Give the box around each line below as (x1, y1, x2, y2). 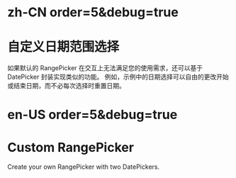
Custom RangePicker (7, 139, 135, 155)
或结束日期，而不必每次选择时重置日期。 (7, 82, 125, 90)
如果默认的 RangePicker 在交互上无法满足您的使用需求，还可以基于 (7, 64, 203, 72)
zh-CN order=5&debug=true (7, 4, 179, 21)
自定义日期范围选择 (7, 39, 120, 55)
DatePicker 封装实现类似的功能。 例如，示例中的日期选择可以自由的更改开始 (7, 72, 229, 82)
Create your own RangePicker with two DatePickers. (7, 162, 160, 171)
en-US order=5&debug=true (7, 107, 178, 123)
